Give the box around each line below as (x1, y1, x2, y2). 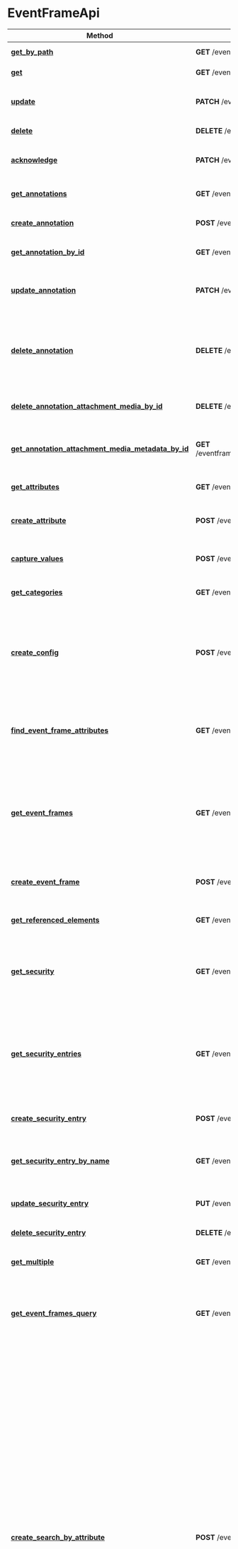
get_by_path (11, 47, 54, 57)
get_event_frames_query (11, 1308, 97, 1318)
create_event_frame (11, 877, 80, 886)
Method (86, 30, 113, 40)
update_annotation (11, 285, 76, 295)
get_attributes (11, 482, 60, 492)
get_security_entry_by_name (11, 1156, 110, 1166)
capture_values (11, 553, 64, 563)
